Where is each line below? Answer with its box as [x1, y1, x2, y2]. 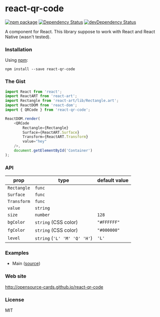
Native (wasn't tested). [5, 34, 51, 40]
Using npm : [5, 57, 28, 63]
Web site [5, 273, 27, 280]
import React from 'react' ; [5, 89, 62, 94]
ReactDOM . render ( [5, 116, 40, 121]
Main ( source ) [12, 261, 40, 267]
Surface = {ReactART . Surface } [22, 130, 80, 135]
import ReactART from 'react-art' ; [5, 94, 78, 98]
